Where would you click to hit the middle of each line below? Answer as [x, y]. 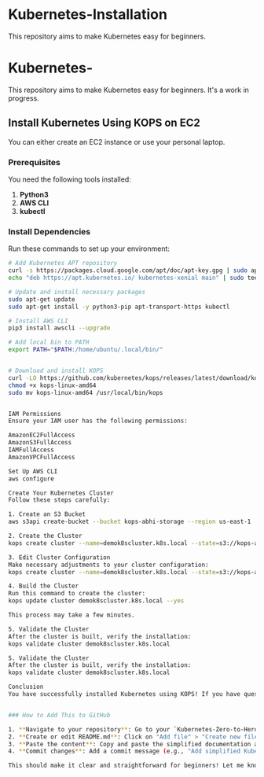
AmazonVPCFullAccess [42, 457]
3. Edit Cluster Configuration [59, 557]
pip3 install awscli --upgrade [59, 328]
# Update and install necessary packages [77, 292]
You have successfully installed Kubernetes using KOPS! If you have [125, 694]
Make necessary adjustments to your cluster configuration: [109, 565]
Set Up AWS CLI [33, 471]
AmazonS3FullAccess [40, 443]
